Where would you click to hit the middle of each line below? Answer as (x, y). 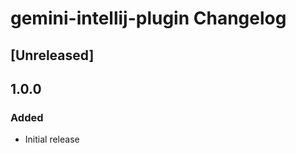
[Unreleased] (52, 55)
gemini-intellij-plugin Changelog (148, 18)
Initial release (52, 139)
